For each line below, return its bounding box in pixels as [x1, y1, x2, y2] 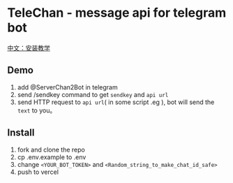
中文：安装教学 [7, 43, 50, 52]
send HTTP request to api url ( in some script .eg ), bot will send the [17, 98, 215, 106]
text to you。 [17, 106, 57, 115]
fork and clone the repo [17, 145, 85, 154]
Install [7, 127, 35, 139]
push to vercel [17, 168, 59, 176]
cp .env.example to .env [17, 152, 87, 161]
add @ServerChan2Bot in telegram [17, 82, 118, 91]
